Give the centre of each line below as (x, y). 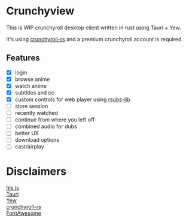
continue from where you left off (55, 120)
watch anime (31, 86)
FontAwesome (24, 213)
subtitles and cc (35, 92)
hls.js (13, 188)
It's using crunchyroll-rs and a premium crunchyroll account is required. (95, 39)
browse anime (32, 79)
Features (23, 58)
